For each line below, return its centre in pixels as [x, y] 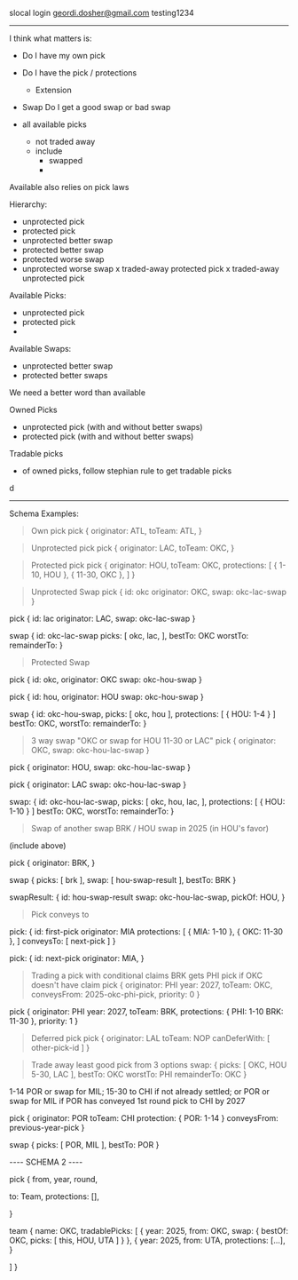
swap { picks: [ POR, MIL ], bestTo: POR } [84, 1145]
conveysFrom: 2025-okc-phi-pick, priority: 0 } [115, 994]
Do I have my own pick [63, 56]
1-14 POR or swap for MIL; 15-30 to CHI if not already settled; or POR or [140, 1091]
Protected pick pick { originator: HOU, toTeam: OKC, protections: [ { [154, 565]
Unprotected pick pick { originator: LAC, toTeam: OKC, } [133, 548]
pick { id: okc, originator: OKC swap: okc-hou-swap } [106, 680]
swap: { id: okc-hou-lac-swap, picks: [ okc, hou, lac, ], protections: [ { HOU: [147, 802]
